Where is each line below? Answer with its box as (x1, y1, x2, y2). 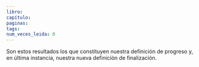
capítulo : (6, 14, 31, 21)
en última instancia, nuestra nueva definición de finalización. (6, 54, 157, 62)
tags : (6, 25, 20, 32)
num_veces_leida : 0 (6, 31, 56, 37)
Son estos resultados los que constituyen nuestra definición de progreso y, (6, 48, 194, 55)
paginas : (6, 20, 28, 26)
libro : (6, 8, 23, 15)
